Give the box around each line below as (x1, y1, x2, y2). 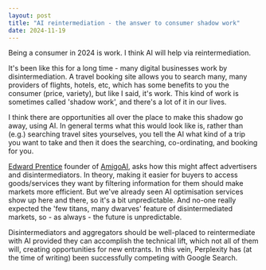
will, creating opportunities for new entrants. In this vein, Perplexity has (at (8, 245, 252, 254)
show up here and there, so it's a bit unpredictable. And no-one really (8, 195, 237, 205)
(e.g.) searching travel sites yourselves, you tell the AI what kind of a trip (8, 129, 245, 139)
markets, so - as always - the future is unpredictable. (8, 212, 182, 222)
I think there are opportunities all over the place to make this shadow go (8, 113, 244, 122)
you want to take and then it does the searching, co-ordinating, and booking (8, 138, 258, 148)
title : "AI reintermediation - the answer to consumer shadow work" (8, 19, 241, 27)
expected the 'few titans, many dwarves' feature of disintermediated (8, 204, 233, 214)
